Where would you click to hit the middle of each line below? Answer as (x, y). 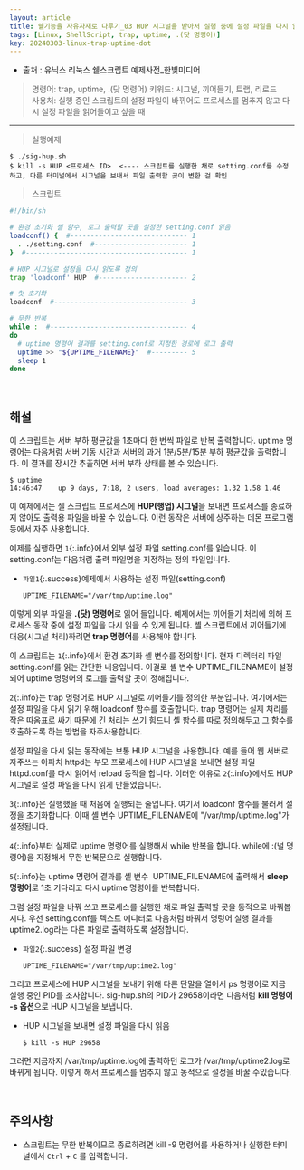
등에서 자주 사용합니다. (49, 529)
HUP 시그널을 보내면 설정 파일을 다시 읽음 (96, 1026)
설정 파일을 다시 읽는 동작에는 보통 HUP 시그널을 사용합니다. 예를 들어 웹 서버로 (149, 751)
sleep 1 (32, 360)
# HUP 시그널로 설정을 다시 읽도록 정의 (73, 269)
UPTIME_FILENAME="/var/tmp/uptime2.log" (100, 966)
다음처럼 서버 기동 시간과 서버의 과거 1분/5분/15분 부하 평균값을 (144, 452)
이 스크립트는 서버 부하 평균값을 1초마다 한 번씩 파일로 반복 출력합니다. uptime (147, 441)
